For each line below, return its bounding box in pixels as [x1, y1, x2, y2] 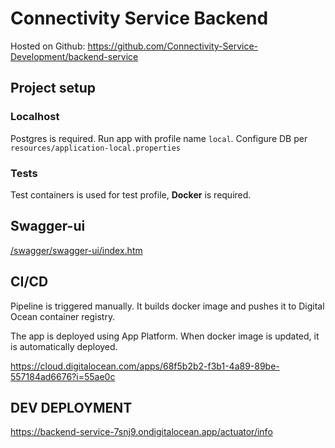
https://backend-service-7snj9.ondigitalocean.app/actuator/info [10, 426, 273, 438]
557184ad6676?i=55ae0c [10, 370, 116, 382]
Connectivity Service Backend [10, 7, 269, 30]
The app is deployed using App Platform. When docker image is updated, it [10, 330, 320, 342]
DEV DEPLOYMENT [10, 399, 133, 416]
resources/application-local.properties [10, 143, 182, 153]
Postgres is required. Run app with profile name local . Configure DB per [10, 132, 308, 144]
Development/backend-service [10, 50, 139, 62]
